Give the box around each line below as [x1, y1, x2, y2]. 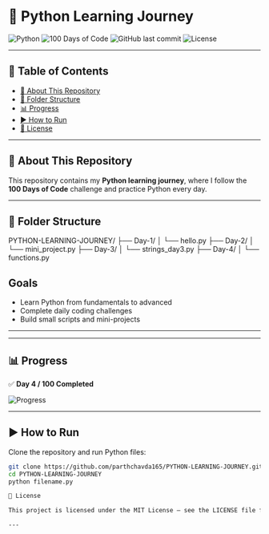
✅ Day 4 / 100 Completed [8, 379, 94, 388]
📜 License [19, 123, 54, 133]
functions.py [8, 253, 50, 263]
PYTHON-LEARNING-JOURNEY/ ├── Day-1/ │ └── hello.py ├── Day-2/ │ [8, 236, 255, 245]
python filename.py [8, 477, 74, 486]
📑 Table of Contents [8, 64, 109, 79]
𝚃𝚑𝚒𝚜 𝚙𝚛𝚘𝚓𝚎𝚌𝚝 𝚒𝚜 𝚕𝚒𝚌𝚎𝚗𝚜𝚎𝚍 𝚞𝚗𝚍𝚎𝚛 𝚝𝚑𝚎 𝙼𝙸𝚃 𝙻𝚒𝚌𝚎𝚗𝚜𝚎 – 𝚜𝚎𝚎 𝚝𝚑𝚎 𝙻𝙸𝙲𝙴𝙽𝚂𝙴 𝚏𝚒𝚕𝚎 [8, 507, 256, 515]
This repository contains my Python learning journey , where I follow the [8, 176, 247, 185]
